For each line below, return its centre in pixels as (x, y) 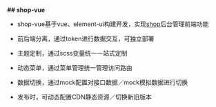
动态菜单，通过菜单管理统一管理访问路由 (75, 68)
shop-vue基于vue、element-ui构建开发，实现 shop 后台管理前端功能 (113, 24)
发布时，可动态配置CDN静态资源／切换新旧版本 (84, 97)
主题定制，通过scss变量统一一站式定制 (72, 53)
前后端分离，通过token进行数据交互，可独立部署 (86, 38)
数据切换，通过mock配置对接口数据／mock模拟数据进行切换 (102, 82)
